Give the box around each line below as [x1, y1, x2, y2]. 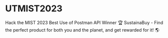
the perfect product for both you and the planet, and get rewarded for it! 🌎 [5, 27, 159, 33]
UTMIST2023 [5, 3, 63, 14]
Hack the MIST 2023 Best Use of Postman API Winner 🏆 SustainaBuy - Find [5, 19, 163, 25]
